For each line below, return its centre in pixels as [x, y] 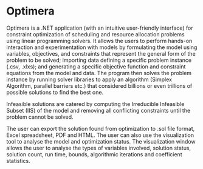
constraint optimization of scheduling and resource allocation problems [95, 34]
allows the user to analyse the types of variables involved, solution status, [99, 148]
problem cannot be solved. [40, 117]
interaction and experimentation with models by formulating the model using [102, 47]
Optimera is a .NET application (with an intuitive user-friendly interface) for [100, 28]
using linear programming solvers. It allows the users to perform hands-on [99, 41]
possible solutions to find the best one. [55, 92]
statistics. [18, 161]
